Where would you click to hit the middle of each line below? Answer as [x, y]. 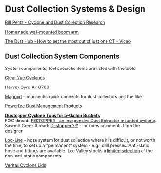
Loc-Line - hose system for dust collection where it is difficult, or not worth [80, 140]
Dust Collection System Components [62, 57]
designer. [14, 131]
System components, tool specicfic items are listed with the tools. [71, 68]
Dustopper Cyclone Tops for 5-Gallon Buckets [53, 115]
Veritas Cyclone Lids [26, 165]
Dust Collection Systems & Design [75, 9]
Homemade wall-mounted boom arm [42, 32]
